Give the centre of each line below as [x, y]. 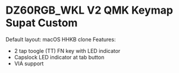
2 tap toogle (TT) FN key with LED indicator [67, 50]
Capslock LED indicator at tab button [59, 57]
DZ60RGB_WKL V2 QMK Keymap [89, 10]
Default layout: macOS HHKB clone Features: [61, 39]
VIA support [29, 64]
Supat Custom [42, 23]
